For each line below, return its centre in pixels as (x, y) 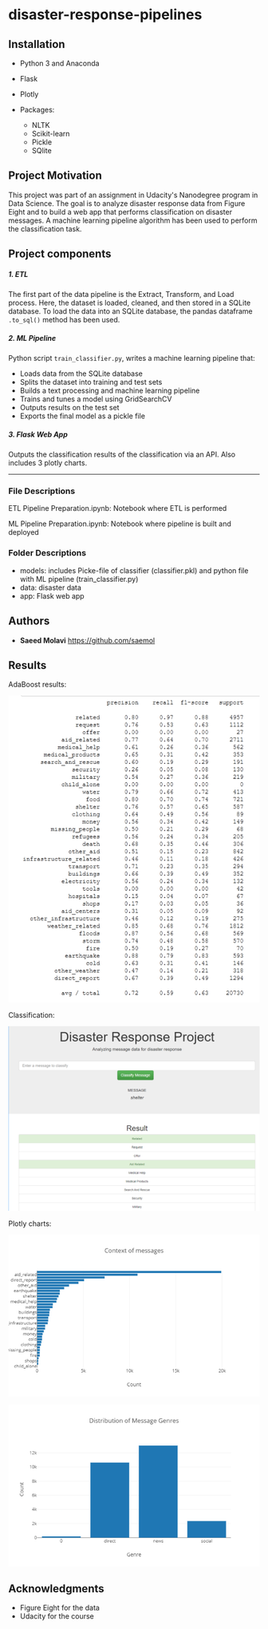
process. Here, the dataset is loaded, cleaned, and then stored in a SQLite (130, 303)
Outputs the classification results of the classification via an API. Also (122, 455)
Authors (29, 621)
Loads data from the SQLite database (81, 374)
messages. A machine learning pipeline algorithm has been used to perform (133, 220)
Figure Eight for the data (59, 1608)
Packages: (37, 110)
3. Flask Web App (38, 434)
